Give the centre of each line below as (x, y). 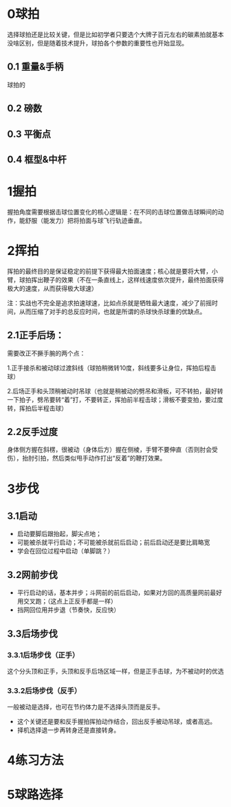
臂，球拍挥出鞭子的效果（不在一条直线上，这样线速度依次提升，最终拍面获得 (115, 280)
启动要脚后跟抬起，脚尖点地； (59, 534)
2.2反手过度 (33, 432)
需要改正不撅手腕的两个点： (46, 353)
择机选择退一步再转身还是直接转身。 (68, 730)
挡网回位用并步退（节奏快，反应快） (68, 610)
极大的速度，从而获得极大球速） (52, 288)
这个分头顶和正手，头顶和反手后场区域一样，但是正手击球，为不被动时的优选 (115, 671)
